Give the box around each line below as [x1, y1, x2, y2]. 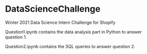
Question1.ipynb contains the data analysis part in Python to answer [5, 29, 142, 35]
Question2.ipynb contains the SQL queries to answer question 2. [5, 43, 136, 49]
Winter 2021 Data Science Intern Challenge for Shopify [5, 19, 116, 25]
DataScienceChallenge [5, 3, 100, 15]
